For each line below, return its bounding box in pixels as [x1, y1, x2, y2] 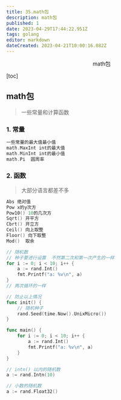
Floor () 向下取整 [6, 233, 47, 239]
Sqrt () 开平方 [6, 216, 39, 222]
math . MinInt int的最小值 [6, 150, 65, 156]
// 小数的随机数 [6, 383, 42, 389]
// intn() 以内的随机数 [6, 366, 60, 373]
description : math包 [6, 15, 57, 21]
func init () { [6, 299, 42, 305]
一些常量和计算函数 [21, 108, 70, 116]
